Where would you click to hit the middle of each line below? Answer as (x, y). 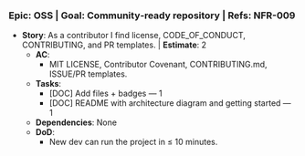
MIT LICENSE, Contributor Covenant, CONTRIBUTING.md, (158, 65)
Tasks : (48, 84)
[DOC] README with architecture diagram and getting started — (170, 103)
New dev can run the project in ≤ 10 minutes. (133, 142)
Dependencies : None (76, 122)
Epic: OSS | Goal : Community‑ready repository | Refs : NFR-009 (152, 16)
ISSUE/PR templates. (88, 74)
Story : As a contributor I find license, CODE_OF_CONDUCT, (133, 36)
